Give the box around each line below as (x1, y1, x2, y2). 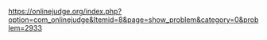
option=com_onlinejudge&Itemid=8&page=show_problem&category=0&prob (8, 15, 259, 24)
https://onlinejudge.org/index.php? (8, 7, 122, 16)
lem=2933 (8, 24, 42, 32)
